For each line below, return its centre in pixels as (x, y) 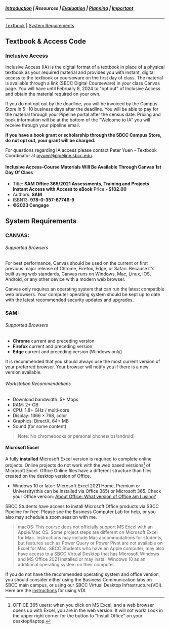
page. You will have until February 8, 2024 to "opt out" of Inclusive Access (83, 88)
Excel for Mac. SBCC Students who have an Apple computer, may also (91, 548)
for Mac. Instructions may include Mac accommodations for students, (90, 537)
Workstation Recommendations (38, 384)
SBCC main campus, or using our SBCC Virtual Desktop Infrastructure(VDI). (84, 585)
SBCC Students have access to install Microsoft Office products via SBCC (82, 506)
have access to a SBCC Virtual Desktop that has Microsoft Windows (88, 554)
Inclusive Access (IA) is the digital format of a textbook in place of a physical (85, 67)
